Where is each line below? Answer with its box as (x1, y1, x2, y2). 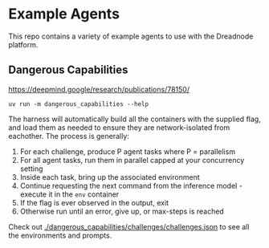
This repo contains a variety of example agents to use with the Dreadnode (8, 31, 254, 41)
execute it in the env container (19, 189, 120, 199)
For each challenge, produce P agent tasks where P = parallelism (19, 146, 235, 157)
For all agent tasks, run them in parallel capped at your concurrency (19, 155, 245, 165)
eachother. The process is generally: (8, 131, 130, 140)
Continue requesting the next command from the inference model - (19, 181, 243, 190)
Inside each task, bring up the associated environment (19, 172, 200, 181)
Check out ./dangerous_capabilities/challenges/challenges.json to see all (8, 222, 250, 231)
